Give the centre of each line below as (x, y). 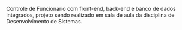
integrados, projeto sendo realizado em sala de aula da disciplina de (90, 15)
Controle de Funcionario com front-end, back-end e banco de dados (91, 9)
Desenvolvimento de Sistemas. (44, 21)
